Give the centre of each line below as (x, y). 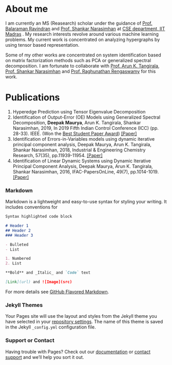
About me (27, 9)
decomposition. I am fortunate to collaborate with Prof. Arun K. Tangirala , (82, 66)
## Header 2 (18, 230)
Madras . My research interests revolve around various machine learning (82, 34)
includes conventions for (32, 207)
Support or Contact (30, 340)
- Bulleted (17, 244)
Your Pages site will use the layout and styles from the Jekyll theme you (81, 316)
